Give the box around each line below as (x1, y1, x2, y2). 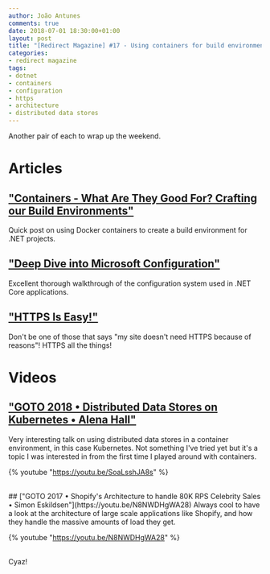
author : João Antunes (8, 11, 81, 20)
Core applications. (8, 287, 69, 296)
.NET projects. (8, 234, 56, 243)
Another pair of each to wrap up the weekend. (8, 131, 162, 141)
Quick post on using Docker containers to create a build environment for (8, 225, 247, 234)
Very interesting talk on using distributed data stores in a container (8, 434, 229, 444)
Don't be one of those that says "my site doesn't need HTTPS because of (8, 332, 252, 341)
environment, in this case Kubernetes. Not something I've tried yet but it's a (8, 443, 259, 452)
